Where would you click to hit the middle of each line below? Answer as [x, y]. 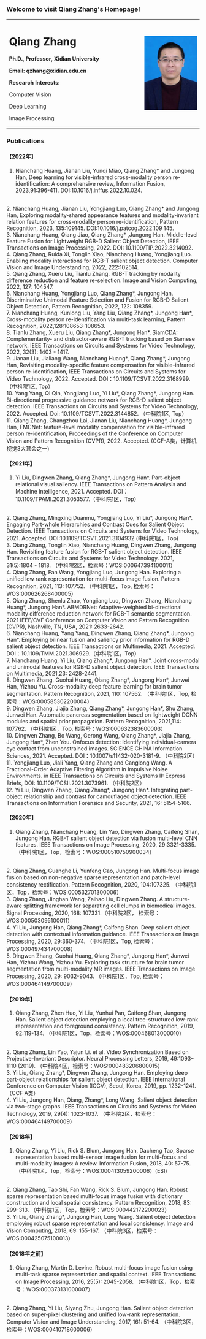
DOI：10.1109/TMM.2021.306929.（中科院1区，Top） [73, 653]
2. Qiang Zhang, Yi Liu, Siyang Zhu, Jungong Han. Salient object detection [100, 1308]
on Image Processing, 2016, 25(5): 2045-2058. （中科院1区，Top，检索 [105, 1281]
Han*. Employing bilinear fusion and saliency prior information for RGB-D [98, 639]
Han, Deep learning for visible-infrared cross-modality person [93, 177]
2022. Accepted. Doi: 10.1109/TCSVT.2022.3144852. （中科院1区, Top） [97, 413]
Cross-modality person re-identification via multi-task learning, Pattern [96, 319]
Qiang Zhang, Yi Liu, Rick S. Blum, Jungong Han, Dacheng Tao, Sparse [105, 1151]
